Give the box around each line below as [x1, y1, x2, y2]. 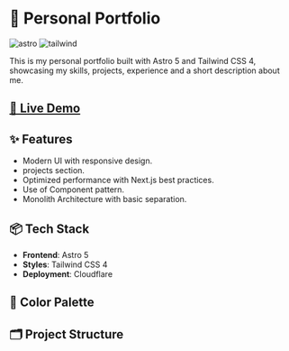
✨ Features [9, 131, 73, 147]
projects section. [22, 165, 86, 176]
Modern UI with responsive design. [22, 155, 153, 166]
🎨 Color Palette [9, 295, 95, 310]
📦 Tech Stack [9, 221, 90, 236]
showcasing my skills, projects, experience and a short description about [9, 65, 281, 76]
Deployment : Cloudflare [22, 268, 113, 279]
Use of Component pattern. [22, 184, 124, 195]
